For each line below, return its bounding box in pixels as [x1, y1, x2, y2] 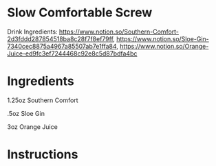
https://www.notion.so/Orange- [120, 42, 209, 50]
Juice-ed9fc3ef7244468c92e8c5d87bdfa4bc [7, 49, 138, 58]
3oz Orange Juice [7, 122, 58, 131]
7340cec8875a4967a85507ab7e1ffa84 [7, 42, 117, 50]
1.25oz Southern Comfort [7, 96, 78, 104]
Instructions [7, 147, 78, 163]
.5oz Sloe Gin [7, 109, 45, 117]
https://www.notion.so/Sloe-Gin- [116, 34, 210, 43]
